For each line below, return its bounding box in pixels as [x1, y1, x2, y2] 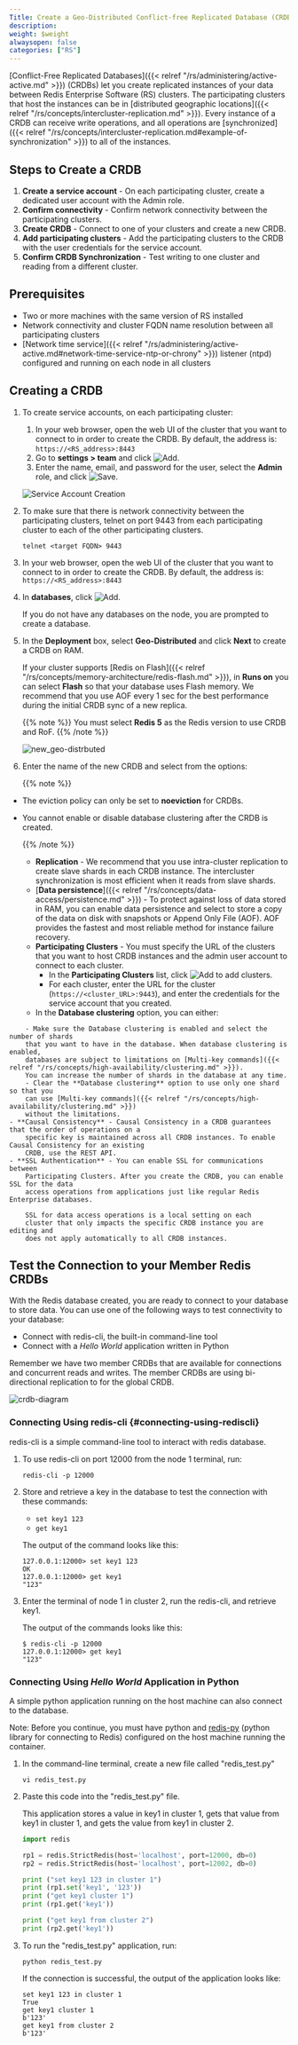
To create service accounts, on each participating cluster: [21, 407, 233, 417]
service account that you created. [48, 998, 172, 1008]
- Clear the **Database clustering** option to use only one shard [25, 1078, 279, 1087]
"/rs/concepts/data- [143, 884, 217, 895]
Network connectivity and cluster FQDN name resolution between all [21, 320, 273, 330]
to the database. [9, 1705, 69, 1716]
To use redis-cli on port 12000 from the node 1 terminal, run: [21, 1453, 242, 1465]
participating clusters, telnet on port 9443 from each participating [21, 515, 263, 525]
